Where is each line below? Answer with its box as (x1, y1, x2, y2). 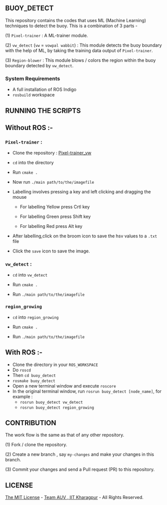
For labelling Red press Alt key (19, 223, 82, 229)
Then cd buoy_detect (12, 372, 56, 378)
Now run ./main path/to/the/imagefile (12, 179, 94, 185)
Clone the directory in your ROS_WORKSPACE (12, 361, 98, 367)
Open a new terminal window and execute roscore (12, 383, 116, 389)
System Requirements (5, 75, 60, 82)
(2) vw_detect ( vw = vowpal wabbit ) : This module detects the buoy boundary (5, 42, 162, 48)
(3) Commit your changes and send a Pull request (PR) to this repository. (5, 466, 155, 472)
